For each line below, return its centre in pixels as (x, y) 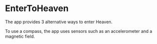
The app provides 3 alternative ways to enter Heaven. (59, 22)
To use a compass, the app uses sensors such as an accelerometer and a (78, 31)
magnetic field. (20, 36)
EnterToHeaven (37, 8)
